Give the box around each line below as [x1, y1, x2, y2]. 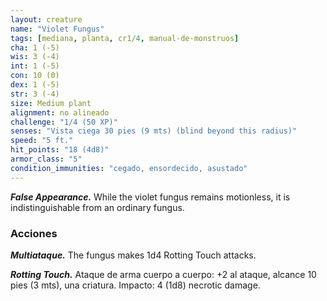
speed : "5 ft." [10, 136, 74, 146]
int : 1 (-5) [10, 61, 60, 71]
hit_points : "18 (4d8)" [10, 145, 110, 155]
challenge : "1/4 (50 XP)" [10, 117, 118, 127]
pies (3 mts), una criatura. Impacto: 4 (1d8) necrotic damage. [10, 279, 261, 291]
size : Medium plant [10, 98, 92, 108]
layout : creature [10, 14, 83, 25]
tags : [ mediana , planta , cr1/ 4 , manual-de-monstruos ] [10, 33, 240, 43]
